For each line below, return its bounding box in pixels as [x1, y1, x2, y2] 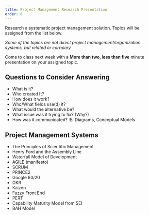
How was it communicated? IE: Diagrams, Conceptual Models [12, 117, 135, 123]
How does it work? [12, 96, 50, 102]
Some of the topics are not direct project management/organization [5, 39, 141, 45]
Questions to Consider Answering [5, 73, 110, 81]
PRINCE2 [12, 169, 31, 175]
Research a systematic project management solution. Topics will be [5, 25, 140, 31]
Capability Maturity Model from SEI [12, 200, 83, 206]
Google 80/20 [12, 175, 40, 181]
